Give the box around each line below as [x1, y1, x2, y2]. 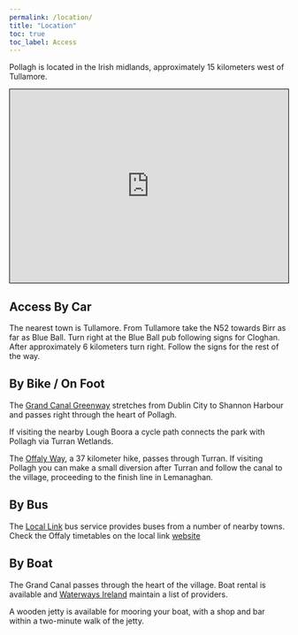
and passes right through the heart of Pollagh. [9, 409, 177, 420]
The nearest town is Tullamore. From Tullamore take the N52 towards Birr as [9, 323, 287, 333]
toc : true [9, 29, 46, 38]
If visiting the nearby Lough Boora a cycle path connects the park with [9, 426, 265, 437]
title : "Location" [9, 21, 77, 30]
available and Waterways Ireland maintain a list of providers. [9, 589, 228, 600]
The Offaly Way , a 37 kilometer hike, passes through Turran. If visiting [9, 453, 264, 463]
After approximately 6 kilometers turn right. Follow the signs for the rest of [9, 341, 279, 352]
